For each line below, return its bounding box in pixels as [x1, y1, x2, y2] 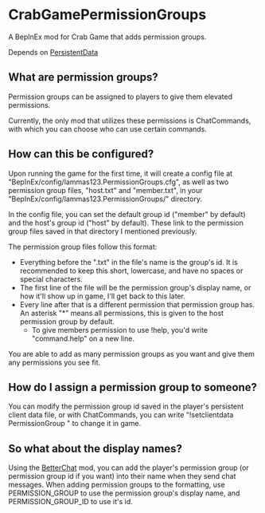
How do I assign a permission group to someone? [8, 381, 257, 394]
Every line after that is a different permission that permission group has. [19, 299, 255, 309]
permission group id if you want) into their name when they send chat [8, 472, 236, 481]
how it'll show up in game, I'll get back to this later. [19, 291, 185, 301]
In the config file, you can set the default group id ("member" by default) [8, 209, 246, 219]
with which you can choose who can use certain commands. [8, 124, 207, 133]
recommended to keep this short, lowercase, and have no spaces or [19, 266, 244, 275]
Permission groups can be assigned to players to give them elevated [8, 92, 233, 101]
